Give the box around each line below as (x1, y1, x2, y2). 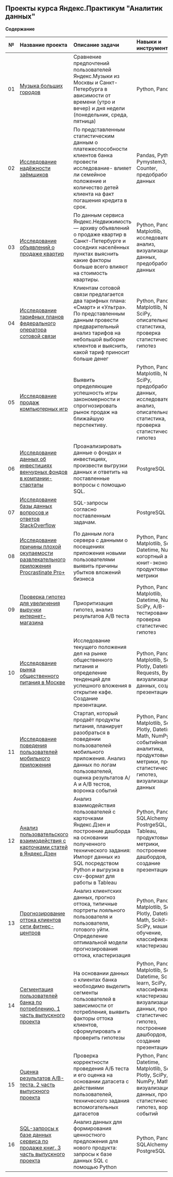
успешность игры (73, 389, 118, 396)
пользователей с (73, 808, 116, 815)
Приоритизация (73, 599, 113, 607)
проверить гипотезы (73, 1034, 125, 1041)
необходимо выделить (73, 982, 130, 990)
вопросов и (20, 509, 49, 516)
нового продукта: (73, 1144, 117, 1151)
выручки (20, 606, 42, 613)
